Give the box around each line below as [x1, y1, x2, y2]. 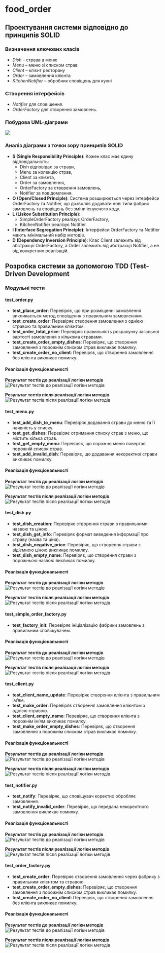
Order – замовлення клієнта [12, 73, 71, 78]
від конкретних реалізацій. [12, 248, 69, 254]
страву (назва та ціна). [12, 536, 60, 542]
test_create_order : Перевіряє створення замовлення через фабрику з [12, 874, 160, 879]
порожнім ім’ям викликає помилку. [12, 718, 87, 724]
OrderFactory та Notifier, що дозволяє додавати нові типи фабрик [12, 200, 149, 206]
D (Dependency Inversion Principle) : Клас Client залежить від [12, 237, 141, 243]
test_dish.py [5, 510, 31, 516]
